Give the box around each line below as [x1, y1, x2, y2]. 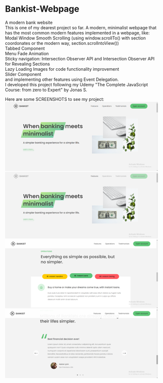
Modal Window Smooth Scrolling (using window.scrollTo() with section [5, 35, 146, 41]
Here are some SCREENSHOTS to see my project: [5, 96, 104, 102]
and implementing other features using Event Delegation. [5, 77, 119, 82]
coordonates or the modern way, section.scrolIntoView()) [5, 40, 119, 46]
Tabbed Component [5, 45, 45, 51]
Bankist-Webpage [5, 3, 80, 15]
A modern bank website [5, 19, 53, 25]
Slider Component [5, 71, 41, 77]
